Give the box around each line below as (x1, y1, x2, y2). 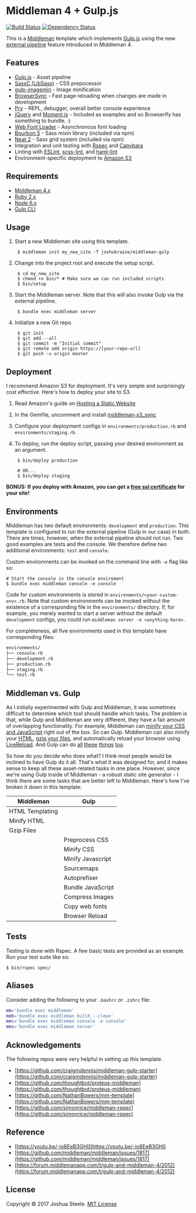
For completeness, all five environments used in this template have (6, 627, 167, 634)
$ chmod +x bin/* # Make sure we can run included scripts (17, 276, 164, 282)
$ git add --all (17, 335, 57, 342)
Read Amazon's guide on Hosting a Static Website (14, 400, 136, 407)
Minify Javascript (63, 855, 111, 863)
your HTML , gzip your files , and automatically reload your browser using (6, 735, 180, 742)
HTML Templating (9, 807, 59, 816)
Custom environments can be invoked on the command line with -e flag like (6, 558, 188, 565)
